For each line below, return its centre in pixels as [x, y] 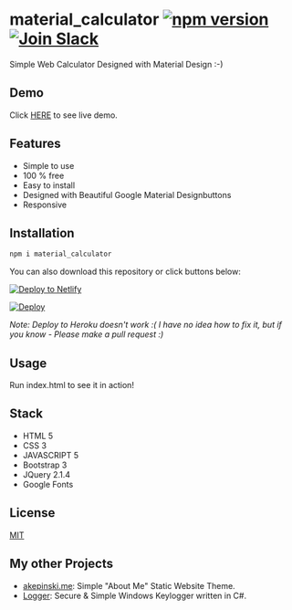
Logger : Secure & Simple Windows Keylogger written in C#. [135, 595]
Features [35, 144]
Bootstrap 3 [45, 465]
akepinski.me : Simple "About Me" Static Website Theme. [129, 585]
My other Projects [62, 564]
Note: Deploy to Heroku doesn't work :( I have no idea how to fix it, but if [146, 325]
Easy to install [49, 185]
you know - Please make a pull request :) [87, 334]
